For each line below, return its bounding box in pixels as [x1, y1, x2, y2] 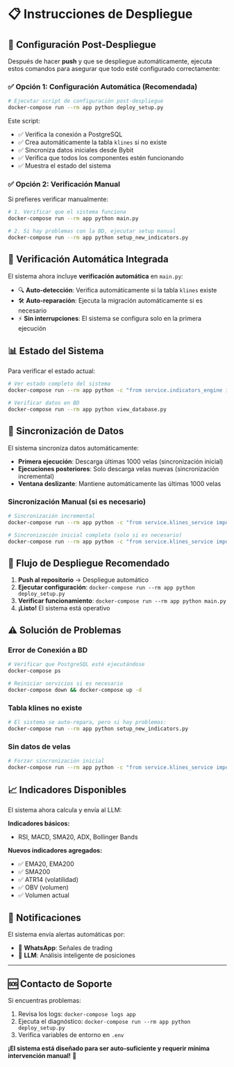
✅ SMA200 [17, 868, 51, 876]
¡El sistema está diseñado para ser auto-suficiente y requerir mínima [8, 1044, 210, 1052]
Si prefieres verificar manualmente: [8, 195, 108, 203]
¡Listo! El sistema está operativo [17, 604, 110, 612]
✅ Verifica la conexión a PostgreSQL [17, 130, 123, 139]
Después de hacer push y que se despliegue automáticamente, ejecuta [8, 57, 212, 65]
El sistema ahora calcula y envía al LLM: [8, 806, 122, 814]
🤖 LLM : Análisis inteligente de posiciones [17, 951, 136, 960]
